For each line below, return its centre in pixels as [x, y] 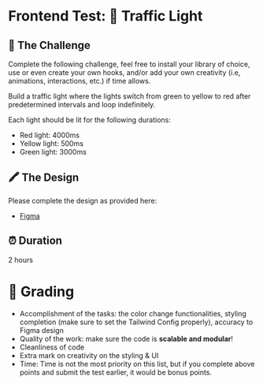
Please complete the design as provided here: [83, 200]
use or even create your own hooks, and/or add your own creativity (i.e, [124, 73]
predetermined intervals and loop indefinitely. [82, 105]
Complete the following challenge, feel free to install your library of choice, [129, 64]
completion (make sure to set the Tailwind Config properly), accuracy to [136, 322]
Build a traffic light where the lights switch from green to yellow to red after [130, 96]
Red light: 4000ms [50, 135]
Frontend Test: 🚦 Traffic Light [106, 16]
